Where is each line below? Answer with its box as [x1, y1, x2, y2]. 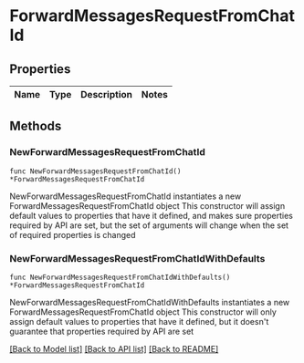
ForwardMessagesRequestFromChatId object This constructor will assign [9, 200, 286, 211]
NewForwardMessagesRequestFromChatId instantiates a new [9, 191, 242, 202]
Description [80, 88, 132, 100]
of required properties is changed [9, 229, 136, 240]
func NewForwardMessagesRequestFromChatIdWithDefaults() [9, 273, 231, 282]
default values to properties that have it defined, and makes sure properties [9, 210, 294, 221]
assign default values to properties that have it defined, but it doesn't [9, 316, 269, 327]
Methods [9, 119, 62, 134]
